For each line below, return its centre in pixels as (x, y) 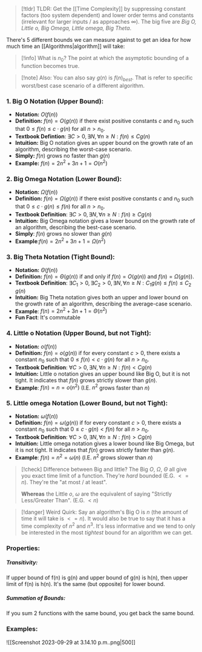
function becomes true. (50, 65)
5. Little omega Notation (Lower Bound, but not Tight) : (87, 404)
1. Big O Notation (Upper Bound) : (55, 101)
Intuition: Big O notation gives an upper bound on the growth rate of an (104, 143)
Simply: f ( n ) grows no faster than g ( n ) (63, 156)
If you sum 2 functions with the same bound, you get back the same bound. (100, 613)
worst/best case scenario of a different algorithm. (83, 85)
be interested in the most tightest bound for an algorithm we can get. (107, 532)
